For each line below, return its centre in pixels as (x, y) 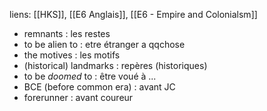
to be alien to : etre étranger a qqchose (104, 44)
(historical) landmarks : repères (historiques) (115, 65)
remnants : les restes (67, 33)
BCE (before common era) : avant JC (99, 87)
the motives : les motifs (72, 55)
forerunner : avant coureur (78, 97)
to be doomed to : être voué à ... (90, 76)
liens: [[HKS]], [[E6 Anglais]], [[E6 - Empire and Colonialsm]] (133, 14)
